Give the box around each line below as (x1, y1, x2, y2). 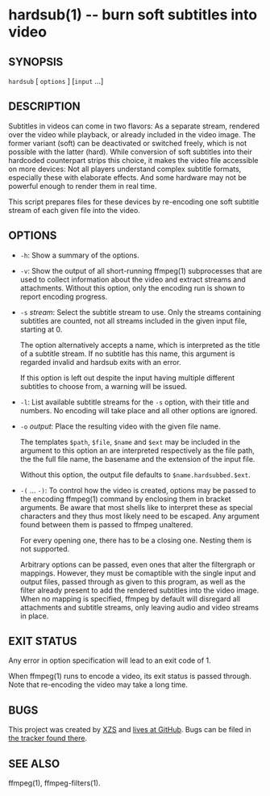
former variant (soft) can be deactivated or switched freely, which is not (8, 138, 247, 148)
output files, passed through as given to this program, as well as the (19, 576, 246, 586)
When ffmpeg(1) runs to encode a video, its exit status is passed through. (8, 672, 252, 681)
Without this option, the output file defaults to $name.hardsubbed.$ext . (19, 470, 251, 480)
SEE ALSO (8, 756, 60, 770)
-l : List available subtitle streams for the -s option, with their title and (19, 397, 250, 407)
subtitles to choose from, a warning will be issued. (19, 381, 188, 391)
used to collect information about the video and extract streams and (19, 274, 246, 284)
